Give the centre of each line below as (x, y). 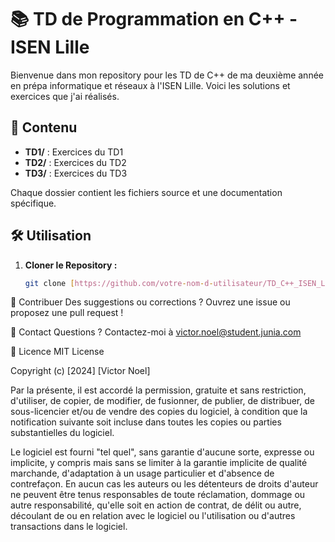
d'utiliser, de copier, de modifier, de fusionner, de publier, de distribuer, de (162, 401)
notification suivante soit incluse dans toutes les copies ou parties (146, 422)
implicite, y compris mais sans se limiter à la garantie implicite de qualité (159, 463)
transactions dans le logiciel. (69, 527)
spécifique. (33, 203)
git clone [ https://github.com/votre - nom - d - (119, 283)
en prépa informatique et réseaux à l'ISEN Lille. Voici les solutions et (150, 85)
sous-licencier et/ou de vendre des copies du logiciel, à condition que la (159, 412)
